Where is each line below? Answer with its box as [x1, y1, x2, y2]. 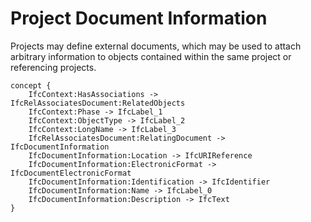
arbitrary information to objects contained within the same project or [10, 50, 292, 62]
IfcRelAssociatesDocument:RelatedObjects [10, 98, 186, 108]
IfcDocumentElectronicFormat [10, 168, 132, 178]
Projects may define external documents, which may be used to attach [10, 40, 302, 52]
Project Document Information [10, 7, 268, 30]
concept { [10, 80, 52, 91]
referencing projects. [10, 61, 97, 73]
